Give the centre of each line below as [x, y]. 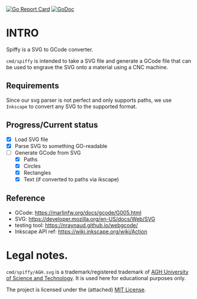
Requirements [33, 86]
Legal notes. [37, 255]
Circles [32, 166]
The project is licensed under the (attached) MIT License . [76, 290]
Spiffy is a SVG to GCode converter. [50, 49]
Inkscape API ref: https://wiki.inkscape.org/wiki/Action [81, 232]
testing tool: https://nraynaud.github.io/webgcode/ [76, 225]
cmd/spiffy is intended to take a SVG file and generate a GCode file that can [98, 61]
